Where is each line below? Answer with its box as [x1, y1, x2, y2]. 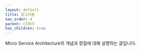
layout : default [5, 7, 39, 12]
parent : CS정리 [5, 21, 35, 26]
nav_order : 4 [5, 16, 32, 21]
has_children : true [5, 26, 46, 31]
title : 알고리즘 [5, 12, 35, 17]
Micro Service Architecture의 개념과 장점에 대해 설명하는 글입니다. [5, 40, 136, 46]
